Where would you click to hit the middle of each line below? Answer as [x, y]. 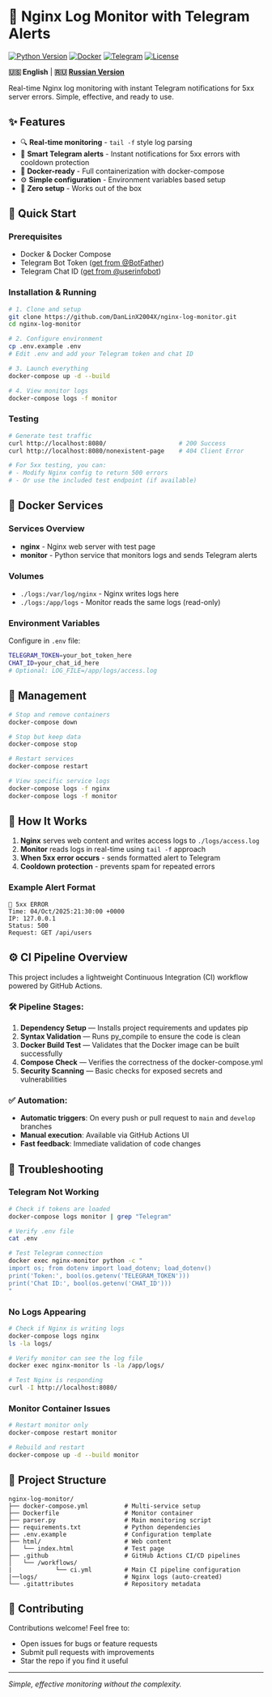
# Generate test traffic [50, 436]
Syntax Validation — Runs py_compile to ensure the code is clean [130, 1036]
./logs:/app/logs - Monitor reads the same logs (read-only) [120, 602]
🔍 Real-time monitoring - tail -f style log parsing [106, 142]
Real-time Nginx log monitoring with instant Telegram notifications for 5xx [132, 87]
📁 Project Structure [57, 1480]
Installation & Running [53, 292]
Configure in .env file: [45, 641]
